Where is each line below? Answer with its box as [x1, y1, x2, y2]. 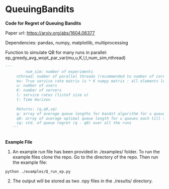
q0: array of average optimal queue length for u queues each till [16, 116, 161, 121]
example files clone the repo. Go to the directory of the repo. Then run [12, 154, 158, 160]
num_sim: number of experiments [25, 69, 94, 74]
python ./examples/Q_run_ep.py [5, 169, 71, 174]
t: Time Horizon [16, 97, 51, 103]
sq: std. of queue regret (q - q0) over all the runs [16, 121, 132, 126]
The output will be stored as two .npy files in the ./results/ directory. [12, 178, 153, 184]
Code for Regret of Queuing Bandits [5, 20, 81, 26]
